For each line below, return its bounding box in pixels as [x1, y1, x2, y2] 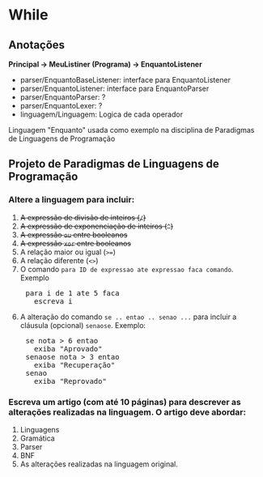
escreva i [33, 296, 73, 305]
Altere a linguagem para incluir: [8, 194, 135, 206]
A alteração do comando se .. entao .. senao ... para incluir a [19, 312, 237, 322]
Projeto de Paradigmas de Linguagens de [8, 157, 220, 171]
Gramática [19, 433, 55, 443]
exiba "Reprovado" [33, 377, 107, 385]
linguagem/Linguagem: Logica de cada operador [19, 109, 184, 119]
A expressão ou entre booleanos [19, 229, 128, 240]
